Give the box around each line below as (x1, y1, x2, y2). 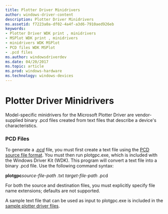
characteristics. (5, 122, 38, 129)
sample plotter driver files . (5, 203, 60, 209)
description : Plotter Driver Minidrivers (5, 17, 94, 22)
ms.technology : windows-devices (5, 73, 73, 78)
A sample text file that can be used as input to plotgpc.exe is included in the (5, 198, 163, 204)
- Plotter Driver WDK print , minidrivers (5, 31, 96, 36)
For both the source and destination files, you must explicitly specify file (5, 183, 155, 189)
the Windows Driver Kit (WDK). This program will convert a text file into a (5, 157, 157, 163)
